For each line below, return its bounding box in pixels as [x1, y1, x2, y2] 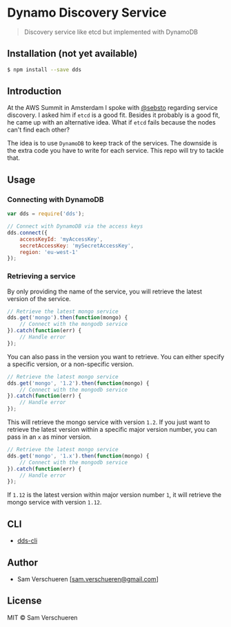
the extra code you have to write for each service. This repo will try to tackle [7, 147, 224, 155]
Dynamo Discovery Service [7, 5, 167, 21]
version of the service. [7, 294, 71, 302]
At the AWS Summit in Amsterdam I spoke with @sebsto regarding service [7, 104, 219, 112]
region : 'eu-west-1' [19, 248, 79, 255]
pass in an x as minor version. [7, 433, 92, 441]
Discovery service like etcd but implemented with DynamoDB [23, 28, 199, 36]
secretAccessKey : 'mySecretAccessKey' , [19, 242, 134, 249]
